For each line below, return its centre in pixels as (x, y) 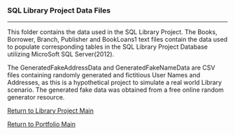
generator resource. (36, 97)
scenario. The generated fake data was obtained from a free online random (115, 90)
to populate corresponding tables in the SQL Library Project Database (108, 47)
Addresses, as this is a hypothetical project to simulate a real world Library (115, 83)
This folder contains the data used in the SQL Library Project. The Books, (113, 32)
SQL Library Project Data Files (59, 10)
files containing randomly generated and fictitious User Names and (104, 75)
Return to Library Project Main (51, 111)
